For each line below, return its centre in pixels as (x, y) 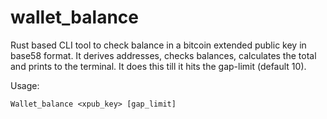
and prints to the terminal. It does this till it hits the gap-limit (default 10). (158, 66)
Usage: (25, 85)
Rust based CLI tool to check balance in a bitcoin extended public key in (158, 45)
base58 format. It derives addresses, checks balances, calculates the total (163, 55)
